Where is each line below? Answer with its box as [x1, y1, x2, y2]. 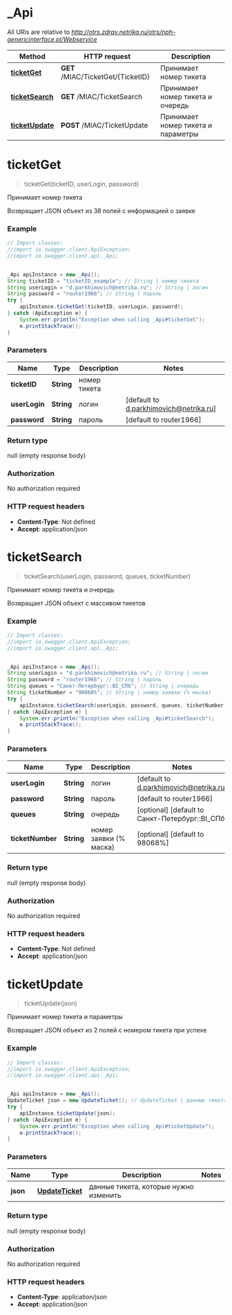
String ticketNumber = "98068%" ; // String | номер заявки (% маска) [7, 689, 212, 696]
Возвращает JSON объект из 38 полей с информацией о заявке [7, 206, 195, 215]
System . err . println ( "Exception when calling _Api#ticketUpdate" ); [19, 1122, 215, 1130]
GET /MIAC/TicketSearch [61, 91, 143, 101]
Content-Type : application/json [17, 1293, 107, 1301]
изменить [88, 1190, 122, 1200]
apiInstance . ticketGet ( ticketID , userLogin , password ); [19, 303, 184, 310]
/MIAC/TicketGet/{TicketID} [61, 71, 151, 81]
